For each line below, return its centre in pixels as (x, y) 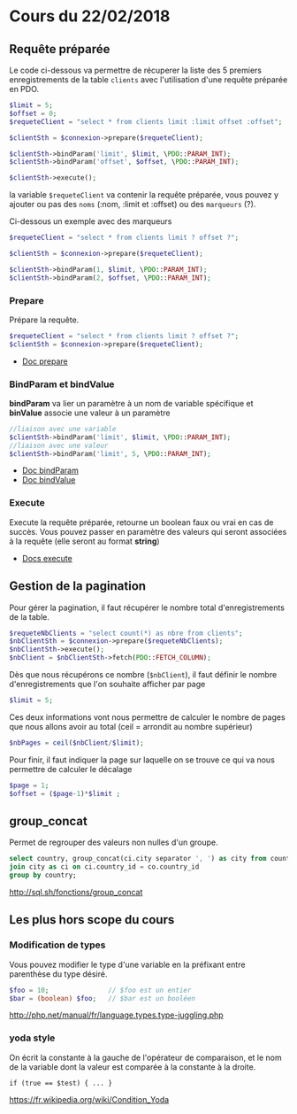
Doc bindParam (50, 470)
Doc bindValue (49, 480)
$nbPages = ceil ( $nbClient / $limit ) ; (76, 743)
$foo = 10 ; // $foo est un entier (100, 990)
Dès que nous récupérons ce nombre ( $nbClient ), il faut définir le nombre (143, 675)
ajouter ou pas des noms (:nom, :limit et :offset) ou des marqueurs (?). (133, 205)
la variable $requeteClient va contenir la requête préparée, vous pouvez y (144, 195)
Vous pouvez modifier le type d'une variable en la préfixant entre (127, 964)
